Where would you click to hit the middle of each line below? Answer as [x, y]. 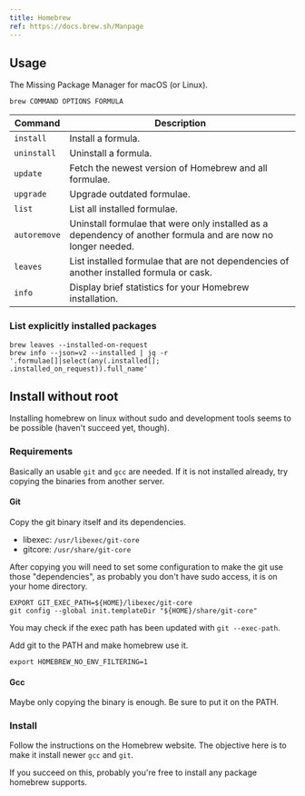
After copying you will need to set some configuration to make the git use [147, 567]
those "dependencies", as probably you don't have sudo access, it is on [144, 576]
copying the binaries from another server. [87, 481]
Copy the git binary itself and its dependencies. [98, 522]
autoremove [37, 235]
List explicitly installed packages [83, 326]
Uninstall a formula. [111, 154]
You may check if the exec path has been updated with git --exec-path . [145, 627]
